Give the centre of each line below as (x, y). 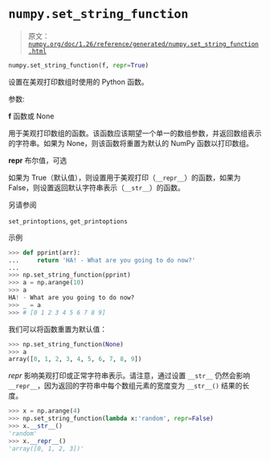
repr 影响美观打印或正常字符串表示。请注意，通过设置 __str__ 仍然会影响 (129, 376)
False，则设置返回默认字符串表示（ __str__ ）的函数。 (96, 187)
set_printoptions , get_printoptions (68, 221)
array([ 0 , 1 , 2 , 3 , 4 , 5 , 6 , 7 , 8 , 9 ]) (75, 359)
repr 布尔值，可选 (38, 160)
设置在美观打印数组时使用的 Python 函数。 (78, 81)
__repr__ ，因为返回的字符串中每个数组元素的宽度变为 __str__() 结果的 (125, 386)
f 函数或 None (31, 116)
